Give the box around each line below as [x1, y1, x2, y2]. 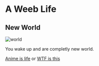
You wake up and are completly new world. [5, 46, 94, 52]
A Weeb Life [5, 3, 56, 15]
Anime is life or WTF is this [5, 56, 60, 62]
